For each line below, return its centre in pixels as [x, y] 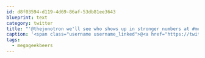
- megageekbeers [32, 46]
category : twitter [30, 23]
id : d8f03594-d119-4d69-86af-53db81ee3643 [61, 12]
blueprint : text [27, 18]
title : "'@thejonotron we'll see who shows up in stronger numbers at [98, 29]
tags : [13, 40]
